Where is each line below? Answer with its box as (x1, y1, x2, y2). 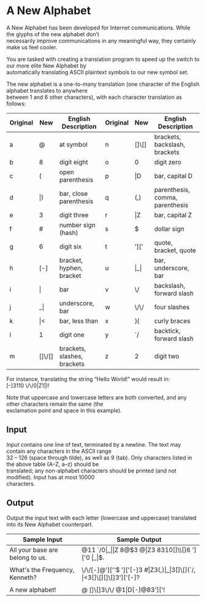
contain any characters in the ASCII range (6, 447, 112, 455)
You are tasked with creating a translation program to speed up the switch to (6, 55, 200, 63)
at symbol (59, 140, 88, 149)
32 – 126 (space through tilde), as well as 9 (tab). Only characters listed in (6, 453, 193, 461)
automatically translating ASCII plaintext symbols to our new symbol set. (6, 68, 189, 75)
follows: (6, 99, 26, 107)
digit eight (59, 158, 88, 166)
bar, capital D (154, 171, 193, 180)
